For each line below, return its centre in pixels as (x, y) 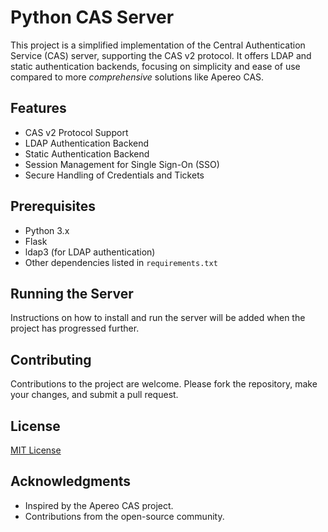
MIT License (36, 450)
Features (38, 108)
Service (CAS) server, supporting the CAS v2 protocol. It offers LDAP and (161, 55)
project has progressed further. (75, 328)
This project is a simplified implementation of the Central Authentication (158, 45)
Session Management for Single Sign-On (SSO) (122, 164)
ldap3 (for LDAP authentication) (90, 252)
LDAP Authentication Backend (87, 143)
